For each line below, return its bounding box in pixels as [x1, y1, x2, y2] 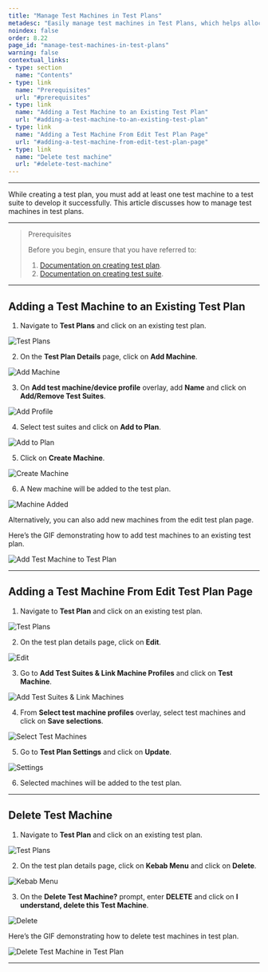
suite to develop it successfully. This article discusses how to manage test [8, 198, 252, 208]
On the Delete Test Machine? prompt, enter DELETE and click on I [19, 891, 238, 901]
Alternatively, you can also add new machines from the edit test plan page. [8, 514, 254, 524]
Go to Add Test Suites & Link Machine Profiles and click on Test [19, 668, 233, 677]
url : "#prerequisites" [15, 93, 91, 101]
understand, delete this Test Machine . [19, 900, 149, 910]
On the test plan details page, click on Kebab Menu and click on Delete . [19, 860, 257, 871]
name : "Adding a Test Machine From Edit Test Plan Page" [15, 130, 209, 138]
